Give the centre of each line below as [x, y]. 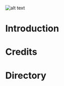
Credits [21, 52]
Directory [26, 76]
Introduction [32, 29]
